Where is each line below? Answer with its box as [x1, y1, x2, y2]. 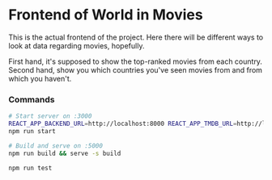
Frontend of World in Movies [8, 6, 204, 24]
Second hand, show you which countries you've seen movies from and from [8, 65, 263, 74]
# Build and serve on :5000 [8, 141, 104, 150]
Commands [8, 94, 55, 105]
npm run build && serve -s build [8, 149, 121, 157]
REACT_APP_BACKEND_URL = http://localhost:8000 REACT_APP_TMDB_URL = [8, 119, 237, 128]
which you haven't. [8, 73, 72, 83]
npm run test [8, 164, 53, 172]
